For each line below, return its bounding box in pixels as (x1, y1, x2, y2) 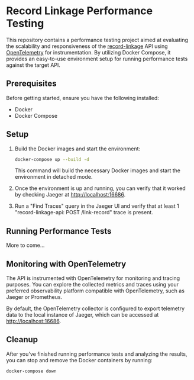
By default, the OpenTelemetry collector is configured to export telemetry (6, 305, 185, 312)
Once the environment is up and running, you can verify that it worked (14, 185, 186, 192)
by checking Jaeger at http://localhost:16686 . (14, 191, 126, 198)
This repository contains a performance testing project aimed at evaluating (6, 36, 188, 43)
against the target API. (6, 61, 61, 69)
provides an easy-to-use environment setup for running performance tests (6, 55, 188, 62)
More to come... (6, 241, 45, 249)
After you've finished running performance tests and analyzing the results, (6, 350, 187, 358)
